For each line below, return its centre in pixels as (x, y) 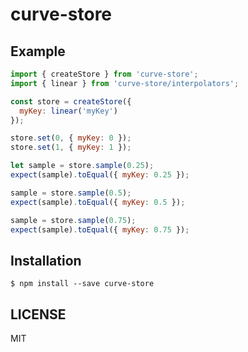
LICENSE (38, 314)
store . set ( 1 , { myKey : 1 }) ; (71, 148)
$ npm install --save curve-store (82, 284)
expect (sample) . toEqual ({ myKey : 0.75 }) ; (100, 229)
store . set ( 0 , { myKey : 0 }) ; (71, 138)
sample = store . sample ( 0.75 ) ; (73, 220)
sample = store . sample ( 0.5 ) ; (71, 193)
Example (38, 51)
